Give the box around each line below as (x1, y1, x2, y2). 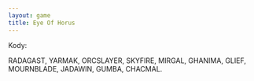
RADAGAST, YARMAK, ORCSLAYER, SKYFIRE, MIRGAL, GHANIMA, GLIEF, (8, 56, 246, 65)
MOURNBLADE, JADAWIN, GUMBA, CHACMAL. (8, 64, 163, 73)
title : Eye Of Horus (8, 19, 76, 27)
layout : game (8, 11, 51, 20)
